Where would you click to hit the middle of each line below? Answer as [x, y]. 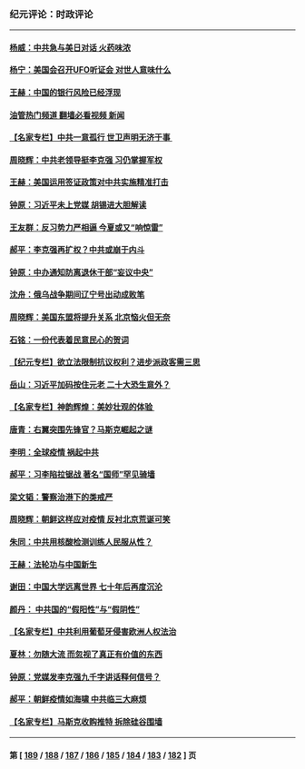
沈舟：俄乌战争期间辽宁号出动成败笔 [77, 295]
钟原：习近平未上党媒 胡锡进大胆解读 [78, 205]
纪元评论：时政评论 [51, 14]
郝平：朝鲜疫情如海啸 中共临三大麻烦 [78, 699]
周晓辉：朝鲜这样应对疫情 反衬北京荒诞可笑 [90, 519]
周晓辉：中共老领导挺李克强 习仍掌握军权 [86, 160]
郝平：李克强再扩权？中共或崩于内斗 [77, 250]
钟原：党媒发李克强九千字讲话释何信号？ [85, 676]
